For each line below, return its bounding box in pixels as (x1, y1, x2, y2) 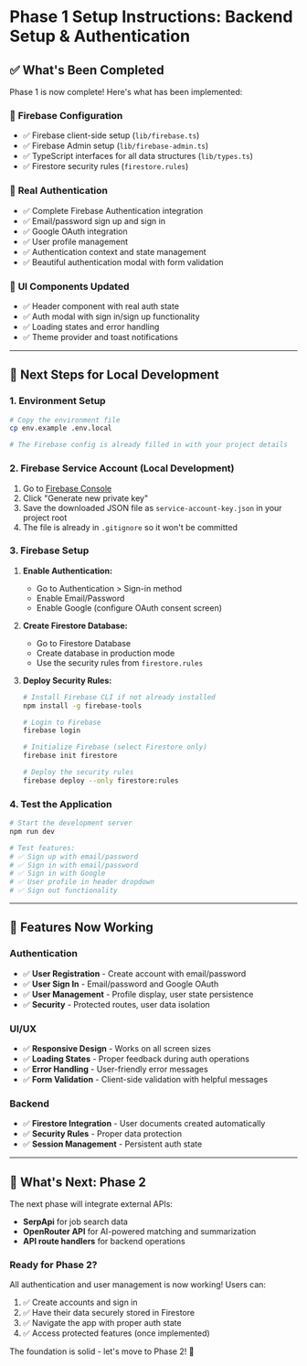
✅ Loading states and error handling (22, 321, 160, 332)
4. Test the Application (9, 797, 112, 810)
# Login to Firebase (22, 718, 101, 727)
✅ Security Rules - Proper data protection (22, 1128, 183, 1139)
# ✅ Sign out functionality (9, 886, 119, 895)
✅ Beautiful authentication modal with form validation (22, 256, 224, 267)
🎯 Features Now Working (9, 920, 153, 935)
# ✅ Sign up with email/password (9, 852, 139, 861)
